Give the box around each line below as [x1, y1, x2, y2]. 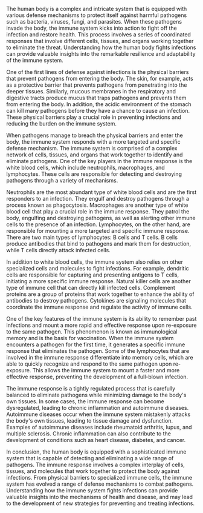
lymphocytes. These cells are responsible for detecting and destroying [6, 170, 182, 178]
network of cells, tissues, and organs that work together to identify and [6, 151, 183, 158]
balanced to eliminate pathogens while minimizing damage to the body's [6, 391, 187, 398]
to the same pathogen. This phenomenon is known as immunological [6, 328, 178, 335]
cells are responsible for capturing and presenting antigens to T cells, [6, 271, 179, 278]
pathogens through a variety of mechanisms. [6, 177, 118, 184]
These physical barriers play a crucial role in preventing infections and [6, 113, 181, 121]
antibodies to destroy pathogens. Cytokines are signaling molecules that [6, 297, 186, 304]
